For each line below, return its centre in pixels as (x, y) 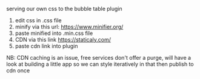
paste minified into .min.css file (54, 33)
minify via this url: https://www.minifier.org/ (69, 27)
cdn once (18, 71)
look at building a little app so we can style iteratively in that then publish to (100, 64)
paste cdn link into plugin (46, 46)
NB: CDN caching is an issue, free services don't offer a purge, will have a (99, 58)
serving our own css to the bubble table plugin (64, 9)
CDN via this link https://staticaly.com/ (63, 39)
